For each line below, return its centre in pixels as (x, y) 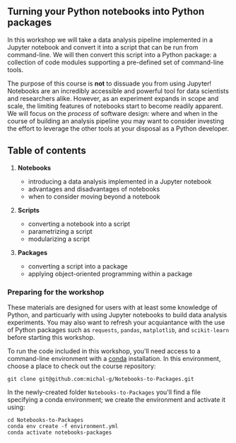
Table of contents (47, 151)
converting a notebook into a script (79, 224)
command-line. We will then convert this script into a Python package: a (112, 54)
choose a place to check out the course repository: (82, 366)
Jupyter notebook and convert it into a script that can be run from (103, 47)
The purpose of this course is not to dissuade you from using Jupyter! (110, 83)
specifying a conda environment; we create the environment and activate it (117, 399)
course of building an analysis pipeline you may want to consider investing (116, 121)
